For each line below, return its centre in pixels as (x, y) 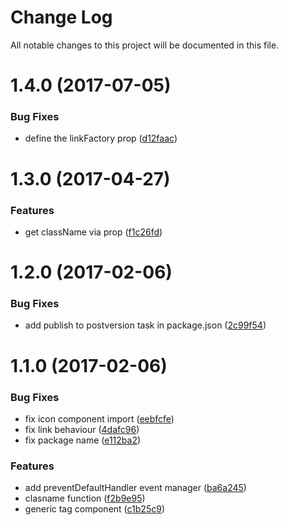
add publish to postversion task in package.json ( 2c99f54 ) (145, 325)
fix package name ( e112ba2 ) (83, 440)
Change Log (61, 17)
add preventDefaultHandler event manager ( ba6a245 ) (135, 488)
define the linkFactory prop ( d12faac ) (101, 138)
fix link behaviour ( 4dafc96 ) (82, 429)
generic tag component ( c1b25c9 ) (94, 509)
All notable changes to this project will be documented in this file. (145, 45)
